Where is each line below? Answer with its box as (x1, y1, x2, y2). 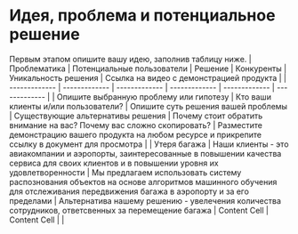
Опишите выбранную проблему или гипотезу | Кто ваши (56, 91, 271, 102)
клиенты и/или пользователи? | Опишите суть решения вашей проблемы (9, 101, 287, 111)
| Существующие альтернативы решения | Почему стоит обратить (9, 110, 263, 121)
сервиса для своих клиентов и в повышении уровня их (9, 157, 220, 168)
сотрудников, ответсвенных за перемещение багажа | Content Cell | (9, 205, 270, 215)
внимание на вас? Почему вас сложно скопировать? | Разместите (9, 119, 262, 130)
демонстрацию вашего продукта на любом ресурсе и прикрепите (9, 129, 262, 140)
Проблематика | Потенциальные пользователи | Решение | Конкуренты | (9, 63, 287, 74)
